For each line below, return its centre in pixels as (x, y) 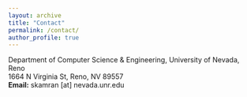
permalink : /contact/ (44, 30)
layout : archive (35, 15)
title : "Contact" (37, 23)
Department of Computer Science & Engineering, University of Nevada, (124, 60)
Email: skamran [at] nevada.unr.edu (66, 85)
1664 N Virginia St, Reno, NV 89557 (66, 76)
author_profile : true (44, 37)
